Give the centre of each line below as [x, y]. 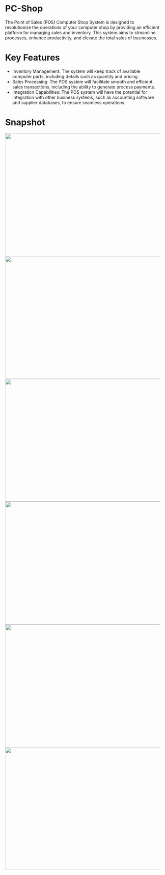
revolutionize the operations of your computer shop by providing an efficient [82, 27]
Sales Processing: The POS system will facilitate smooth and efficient [82, 82]
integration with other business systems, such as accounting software [83, 97]
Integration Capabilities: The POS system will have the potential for [80, 92]
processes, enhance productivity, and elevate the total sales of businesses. [81, 38]
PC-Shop [24, 9]
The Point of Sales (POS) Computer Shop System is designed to [70, 22]
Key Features [33, 58]
